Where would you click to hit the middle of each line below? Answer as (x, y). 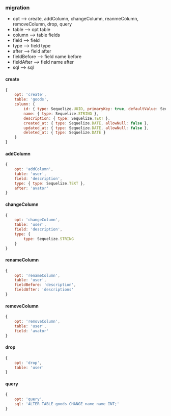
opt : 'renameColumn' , (37, 275)
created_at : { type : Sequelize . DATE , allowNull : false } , (86, 123)
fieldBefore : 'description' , (45, 285)
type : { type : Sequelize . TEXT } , (50, 183)
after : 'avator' (32, 188)
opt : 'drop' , (28, 363)
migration (18, 8)
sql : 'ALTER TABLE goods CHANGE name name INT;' (67, 404)
